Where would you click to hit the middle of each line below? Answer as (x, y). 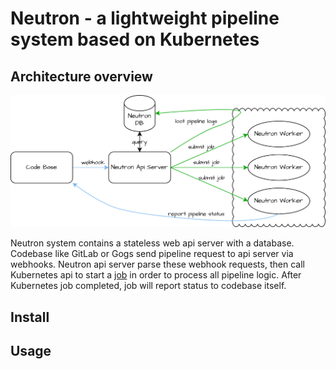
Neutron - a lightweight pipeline (145, 18)
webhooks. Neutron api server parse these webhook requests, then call (157, 264)
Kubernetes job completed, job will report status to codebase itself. (148, 286)
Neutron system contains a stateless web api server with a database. (152, 243)
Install (30, 317)
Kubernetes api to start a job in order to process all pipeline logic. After (156, 275)
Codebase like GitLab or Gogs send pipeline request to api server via (152, 254)
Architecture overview (81, 76)
